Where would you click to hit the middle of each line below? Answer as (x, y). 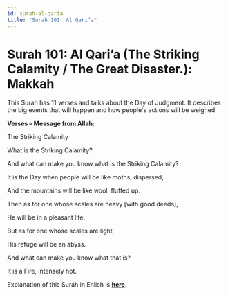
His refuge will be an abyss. (47, 244)
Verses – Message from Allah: (51, 124)
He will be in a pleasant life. (46, 217)
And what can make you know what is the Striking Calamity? (93, 164)
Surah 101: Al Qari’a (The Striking (103, 54)
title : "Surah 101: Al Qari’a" (52, 20)
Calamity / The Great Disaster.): (100, 69)
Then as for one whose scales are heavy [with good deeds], (93, 204)
